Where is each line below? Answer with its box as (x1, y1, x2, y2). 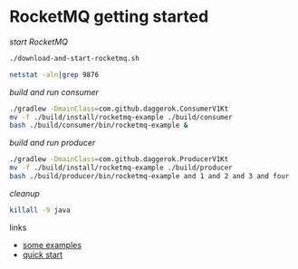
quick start (22, 249, 63, 260)
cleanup (9, 187, 41, 198)
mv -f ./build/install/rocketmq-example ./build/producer (9, 163, 233, 173)
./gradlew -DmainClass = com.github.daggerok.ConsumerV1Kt (9, 104, 229, 113)
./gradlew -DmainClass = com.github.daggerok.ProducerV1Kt (9, 155, 229, 164)
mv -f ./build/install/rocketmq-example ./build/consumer (9, 112, 233, 121)
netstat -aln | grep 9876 (9, 70, 100, 79)
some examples (22, 239, 82, 250)
